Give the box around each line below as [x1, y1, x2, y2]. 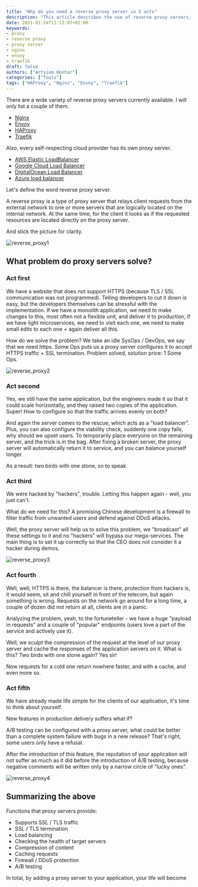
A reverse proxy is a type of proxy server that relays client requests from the [6, 198, 192, 205]
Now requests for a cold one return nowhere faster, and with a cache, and [6, 663, 186, 670]
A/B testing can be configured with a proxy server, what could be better [6, 726, 181, 733]
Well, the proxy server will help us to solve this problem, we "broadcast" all [6, 526, 189, 533]
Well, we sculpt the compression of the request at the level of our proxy [6, 639, 180, 646]
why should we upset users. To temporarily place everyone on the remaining [6, 432, 193, 439]
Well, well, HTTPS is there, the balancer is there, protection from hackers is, [6, 584, 190, 591]
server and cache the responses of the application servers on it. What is [6, 645, 182, 652]
